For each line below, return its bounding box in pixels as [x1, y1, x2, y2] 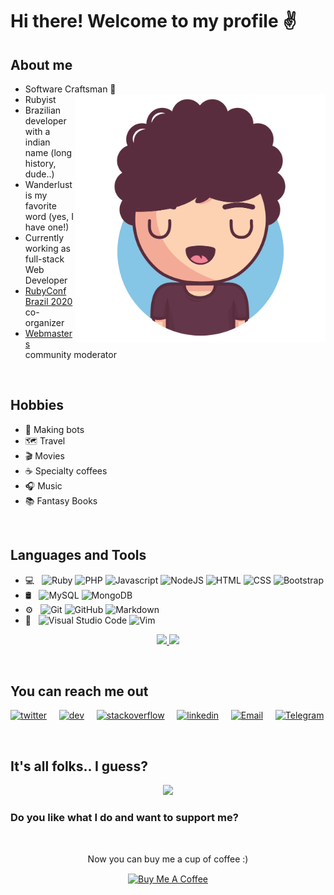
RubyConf [24, 285, 67, 297]
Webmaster [24, 328, 73, 339]
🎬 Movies [24, 449, 65, 462]
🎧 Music [24, 479, 63, 492]
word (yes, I [24, 211, 74, 222]
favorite [24, 200, 57, 212]
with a [24, 126, 51, 137]
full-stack [24, 253, 65, 265]
